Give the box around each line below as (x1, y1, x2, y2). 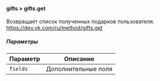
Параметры (6, 38, 38, 45)
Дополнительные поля (46, 65, 112, 73)
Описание (64, 55, 95, 63)
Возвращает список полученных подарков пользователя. (6, 18, 155, 25)
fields (9, 66, 28, 73)
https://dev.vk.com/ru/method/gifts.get (6, 24, 103, 32)
